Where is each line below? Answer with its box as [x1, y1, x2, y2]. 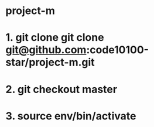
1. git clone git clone [5, 31, 104, 44]
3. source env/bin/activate [5, 109, 136, 122]
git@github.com [5, 43, 87, 57]
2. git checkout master [5, 83, 118, 96]
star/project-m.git [5, 56, 95, 69]
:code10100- [86, 43, 149, 57]
